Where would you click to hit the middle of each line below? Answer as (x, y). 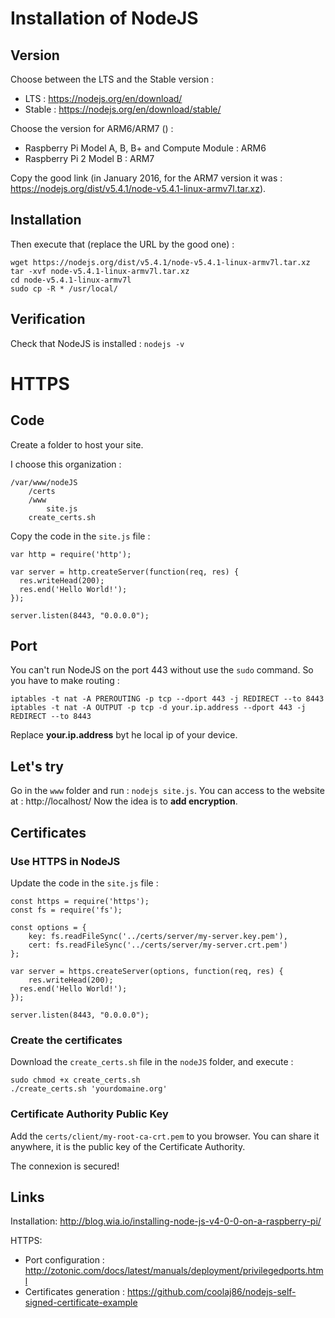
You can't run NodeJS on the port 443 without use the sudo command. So (162, 670)
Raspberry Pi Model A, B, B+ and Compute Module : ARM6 (145, 148)
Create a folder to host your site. (77, 444)
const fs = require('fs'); (66, 910)
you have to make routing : (65, 681)
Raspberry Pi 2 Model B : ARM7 (89, 158)
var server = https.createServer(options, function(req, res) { (147, 971)
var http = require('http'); (71, 554)
